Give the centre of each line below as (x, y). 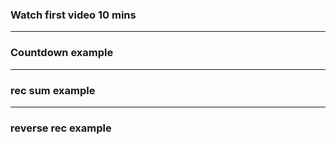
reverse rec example (61, 128)
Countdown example (62, 53)
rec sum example (53, 90)
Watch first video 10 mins (73, 15)
